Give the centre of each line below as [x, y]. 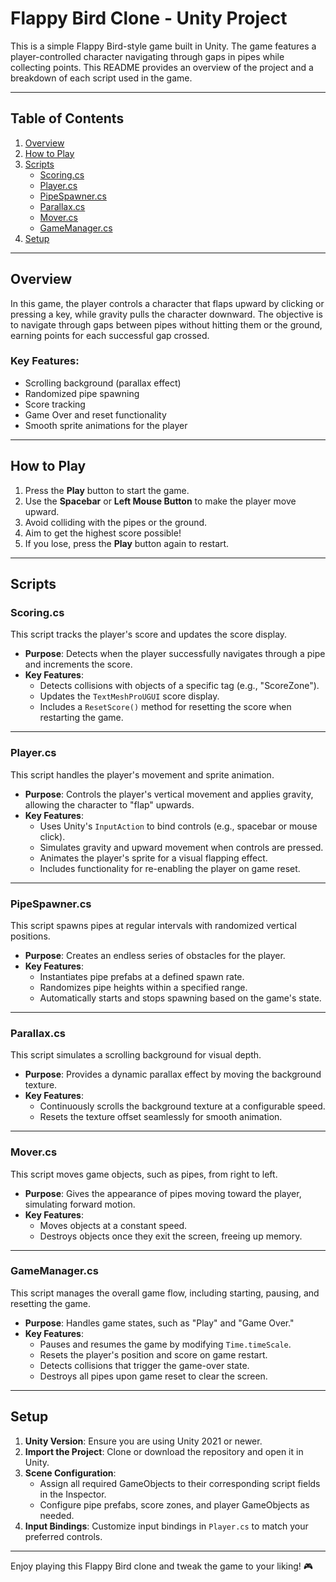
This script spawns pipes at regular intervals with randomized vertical [153, 925]
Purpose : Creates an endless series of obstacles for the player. [155, 955]
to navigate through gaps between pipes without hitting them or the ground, [166, 324]
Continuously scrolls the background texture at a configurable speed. [182, 1106]
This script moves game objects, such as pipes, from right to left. [144, 1174]
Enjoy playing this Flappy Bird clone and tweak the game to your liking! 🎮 [162, 1566]
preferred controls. [63, 1536]
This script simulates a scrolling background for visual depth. [136, 1055]
